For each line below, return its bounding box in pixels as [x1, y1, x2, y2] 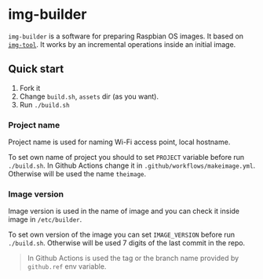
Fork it [19, 83, 41, 92]
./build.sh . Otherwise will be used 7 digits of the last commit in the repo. [8, 238, 246, 248]
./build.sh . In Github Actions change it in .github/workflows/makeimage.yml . [8, 161, 256, 170]
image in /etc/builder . [8, 215, 82, 224]
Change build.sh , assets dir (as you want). [19, 92, 159, 101]
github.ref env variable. [27, 262, 107, 271]
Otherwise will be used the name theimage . [8, 169, 147, 179]
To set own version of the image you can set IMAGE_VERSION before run [8, 230, 236, 240]
